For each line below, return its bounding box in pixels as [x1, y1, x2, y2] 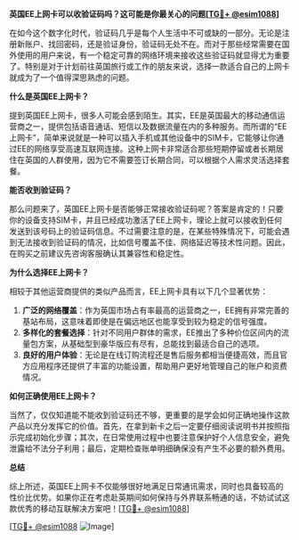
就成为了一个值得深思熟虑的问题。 [9, 72, 134, 83]
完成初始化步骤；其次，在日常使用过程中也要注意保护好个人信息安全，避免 [16, 432, 290, 442]
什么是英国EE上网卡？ [9, 91, 90, 102]
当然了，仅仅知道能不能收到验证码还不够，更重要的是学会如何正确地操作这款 [9, 410, 290, 420]
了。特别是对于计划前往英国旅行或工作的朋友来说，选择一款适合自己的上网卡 [9, 61, 290, 71]
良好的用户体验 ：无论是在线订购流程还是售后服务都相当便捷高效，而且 [21, 349, 280, 360]
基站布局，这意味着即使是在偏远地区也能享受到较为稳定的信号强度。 [21, 316, 272, 326]
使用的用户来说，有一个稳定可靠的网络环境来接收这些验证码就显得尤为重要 [16, 50, 290, 61]
